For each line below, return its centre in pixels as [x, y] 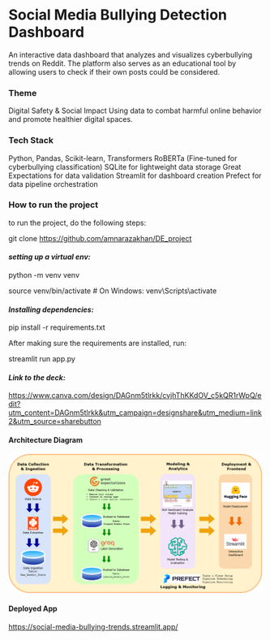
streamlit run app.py [42, 359]
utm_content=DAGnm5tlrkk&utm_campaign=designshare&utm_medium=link [135, 413]
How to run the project [54, 205]
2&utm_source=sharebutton [55, 422]
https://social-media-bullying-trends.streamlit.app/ [93, 626]
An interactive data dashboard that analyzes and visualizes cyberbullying [131, 54]
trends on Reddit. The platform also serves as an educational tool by [122, 63]
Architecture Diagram [46, 440]
